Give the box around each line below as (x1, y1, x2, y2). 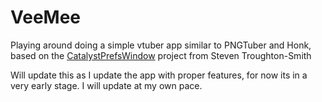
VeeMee (10, 6, 81, 29)
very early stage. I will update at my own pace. (10, 79, 203, 91)
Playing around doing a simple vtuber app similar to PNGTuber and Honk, (10, 39, 312, 51)
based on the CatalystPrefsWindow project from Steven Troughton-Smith (10, 49, 312, 61)
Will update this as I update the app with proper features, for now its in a (10, 69, 308, 81)
